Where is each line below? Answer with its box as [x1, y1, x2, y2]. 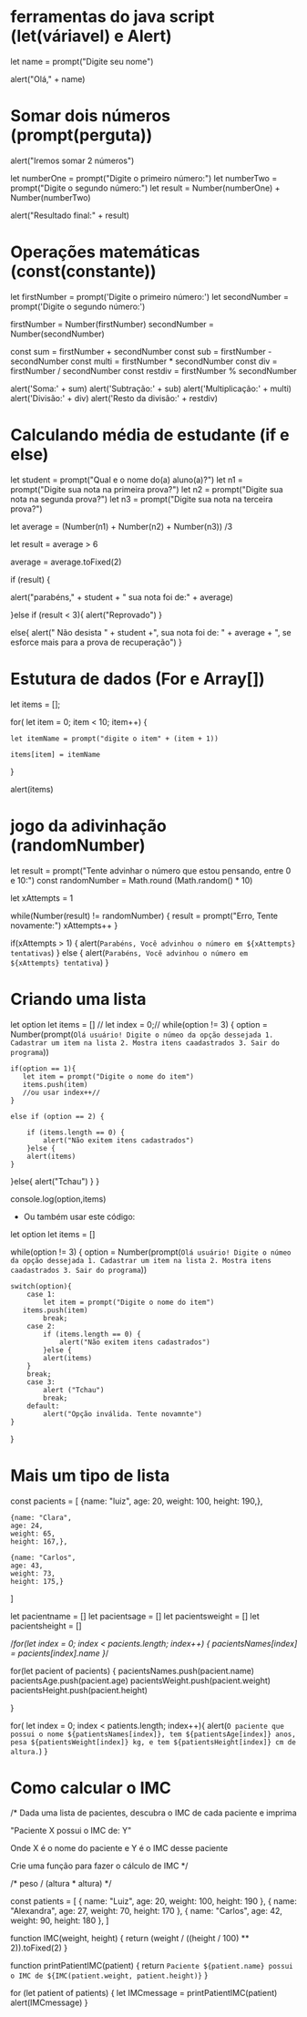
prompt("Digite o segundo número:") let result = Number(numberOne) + [10, 182, 281, 193]
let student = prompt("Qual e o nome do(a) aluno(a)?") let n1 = [10, 474, 244, 485]
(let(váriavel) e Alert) [10, 26, 172, 47]
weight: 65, [10, 1529, 56, 1538]
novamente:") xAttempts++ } [10, 919, 118, 931]
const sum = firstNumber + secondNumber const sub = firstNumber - [10, 346, 272, 357]
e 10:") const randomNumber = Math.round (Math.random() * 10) [10, 874, 253, 885]
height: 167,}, [10, 1536, 68, 1546]
